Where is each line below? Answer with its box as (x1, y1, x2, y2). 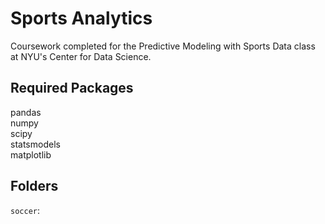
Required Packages (10, 80, 134, 97)
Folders (10, 178, 59, 195)
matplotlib (10, 148, 52, 161)
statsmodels (10, 138, 61, 150)
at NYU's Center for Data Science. (10, 50, 152, 62)
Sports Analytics (10, 7, 153, 30)
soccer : (10, 204, 40, 216)
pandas (10, 106, 42, 118)
